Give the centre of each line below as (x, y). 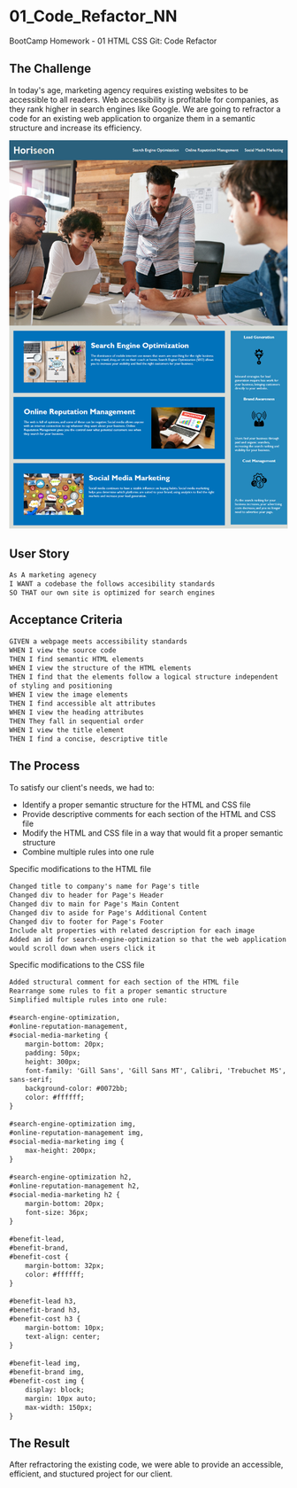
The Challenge (50, 69)
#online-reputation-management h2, (75, 1186)
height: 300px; (53, 1062)
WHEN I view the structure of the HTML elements (100, 668)
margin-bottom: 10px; (65, 1328)
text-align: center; (63, 1336)
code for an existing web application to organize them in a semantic (133, 118)
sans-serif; (31, 1079)
